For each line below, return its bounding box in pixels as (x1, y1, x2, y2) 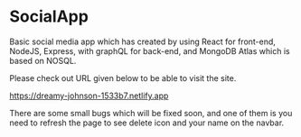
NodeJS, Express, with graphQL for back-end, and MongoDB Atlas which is (9, 45, 291, 56)
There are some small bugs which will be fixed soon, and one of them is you (9, 107, 293, 118)
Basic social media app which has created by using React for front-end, (9, 36, 276, 47)
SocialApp (9, 6, 89, 27)
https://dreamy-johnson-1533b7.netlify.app (9, 90, 169, 101)
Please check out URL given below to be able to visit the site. (9, 72, 237, 83)
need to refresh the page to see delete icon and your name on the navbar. (9, 117, 285, 128)
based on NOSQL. (9, 55, 77, 66)
